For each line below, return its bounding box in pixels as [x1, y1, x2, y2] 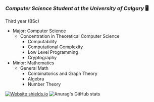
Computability [27, 39, 57, 45]
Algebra [27, 76, 44, 82]
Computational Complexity [27, 44, 83, 50]
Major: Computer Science [12, 28, 66, 34]
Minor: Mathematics [12, 60, 55, 66]
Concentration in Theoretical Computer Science [20, 33, 120, 39]
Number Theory [27, 81, 61, 87]
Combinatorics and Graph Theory [27, 70, 97, 77]
